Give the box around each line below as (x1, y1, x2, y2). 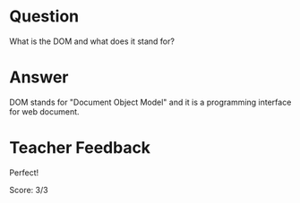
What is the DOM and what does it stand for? (9, 36, 175, 47)
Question (9, 6, 79, 27)
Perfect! (9, 167, 39, 178)
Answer (9, 67, 69, 88)
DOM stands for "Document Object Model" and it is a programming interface (9, 97, 292, 107)
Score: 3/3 (9, 184, 48, 195)
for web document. (9, 106, 80, 117)
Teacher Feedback (9, 138, 150, 158)
